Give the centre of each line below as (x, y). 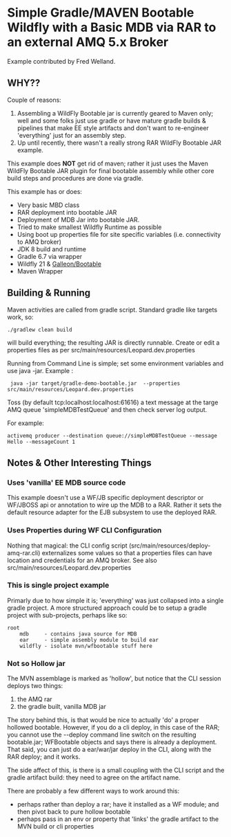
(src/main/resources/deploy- (170, 546)
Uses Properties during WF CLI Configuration (84, 530)
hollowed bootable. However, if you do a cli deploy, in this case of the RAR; (113, 728)
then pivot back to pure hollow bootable (74, 812)
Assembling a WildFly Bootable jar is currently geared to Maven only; (115, 113)
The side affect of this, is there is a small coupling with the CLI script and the (116, 771)
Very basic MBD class (48, 205)
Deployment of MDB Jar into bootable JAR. (78, 219)
